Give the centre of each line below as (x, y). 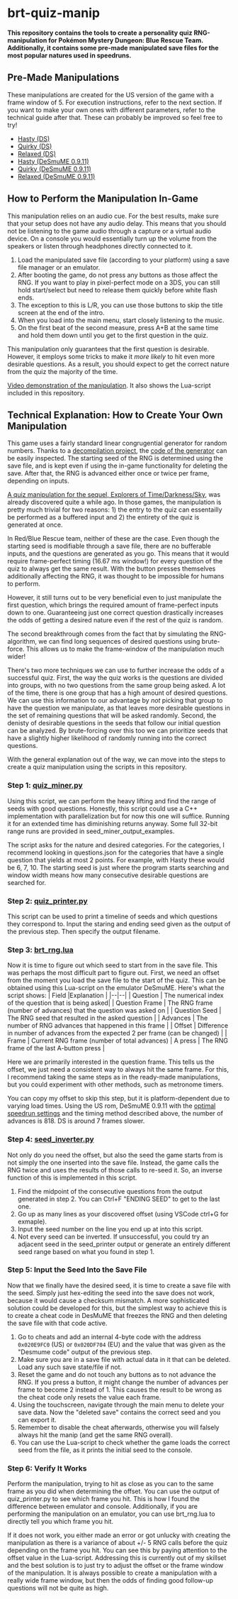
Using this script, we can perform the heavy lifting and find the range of (112, 801)
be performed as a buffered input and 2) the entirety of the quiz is (103, 517)
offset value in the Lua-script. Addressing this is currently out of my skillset (117, 1558)
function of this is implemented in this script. (72, 1177)
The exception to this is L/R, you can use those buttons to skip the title (120, 305)
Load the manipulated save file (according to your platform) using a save (124, 260)
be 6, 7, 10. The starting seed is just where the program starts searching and (118, 867)
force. (16, 649)
